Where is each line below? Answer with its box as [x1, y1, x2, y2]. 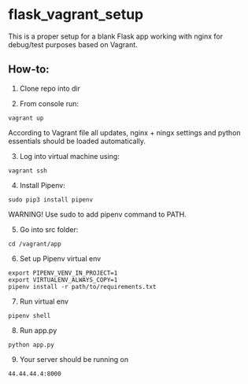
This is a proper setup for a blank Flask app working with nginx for [8, 31, 223, 41]
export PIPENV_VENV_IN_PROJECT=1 [8, 269, 118, 277]
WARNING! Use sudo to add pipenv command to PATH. [8, 209, 187, 219]
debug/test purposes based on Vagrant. [8, 39, 138, 49]
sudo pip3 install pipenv [8, 195, 93, 204]
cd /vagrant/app [8, 240, 61, 248]
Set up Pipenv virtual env [19, 253, 102, 263]
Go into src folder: [19, 224, 79, 234]
